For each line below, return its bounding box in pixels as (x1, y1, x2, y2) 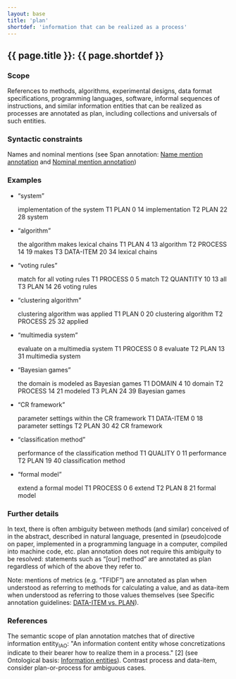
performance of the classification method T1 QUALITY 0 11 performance (17, 448, 227, 457)
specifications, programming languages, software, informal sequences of (7, 94, 221, 103)
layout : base (7, 10, 46, 18)
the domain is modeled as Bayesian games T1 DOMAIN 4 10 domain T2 (17, 379, 224, 388)
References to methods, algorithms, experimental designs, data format (7, 87, 213, 95)
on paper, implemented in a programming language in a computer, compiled (7, 539, 228, 548)
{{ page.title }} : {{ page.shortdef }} (7, 49, 164, 61)
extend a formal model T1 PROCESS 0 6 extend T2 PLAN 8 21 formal (17, 484, 216, 492)
